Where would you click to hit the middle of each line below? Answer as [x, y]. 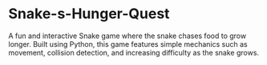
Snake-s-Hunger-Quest [89, 14]
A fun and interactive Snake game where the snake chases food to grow [127, 36]
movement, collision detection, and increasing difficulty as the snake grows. [133, 52]
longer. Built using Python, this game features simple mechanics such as [128, 44]
